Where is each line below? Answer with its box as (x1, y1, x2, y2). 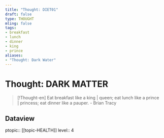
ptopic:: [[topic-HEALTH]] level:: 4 (5, 127, 74, 133)
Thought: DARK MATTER (5, 79, 108, 90)
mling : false (5, 21, 32, 26)
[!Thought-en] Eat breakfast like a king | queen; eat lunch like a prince (17, 95, 159, 101)
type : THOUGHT (5, 16, 34, 21)
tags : (5, 26, 16, 30)
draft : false (5, 12, 32, 17)
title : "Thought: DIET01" (5, 7, 58, 12)
